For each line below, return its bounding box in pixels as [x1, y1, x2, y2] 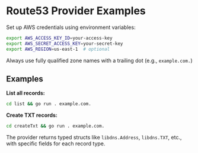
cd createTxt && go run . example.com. [6, 123, 105, 129]
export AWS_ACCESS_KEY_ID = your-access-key [6, 35, 113, 41]
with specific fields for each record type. [6, 140, 106, 147]
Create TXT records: [6, 112, 58, 119]
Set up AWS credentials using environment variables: [6, 24, 136, 31]
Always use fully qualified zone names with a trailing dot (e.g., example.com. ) [6, 57, 193, 64]
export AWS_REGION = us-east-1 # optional [6, 46, 110, 52]
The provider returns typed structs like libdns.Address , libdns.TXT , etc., [6, 134, 182, 141]
